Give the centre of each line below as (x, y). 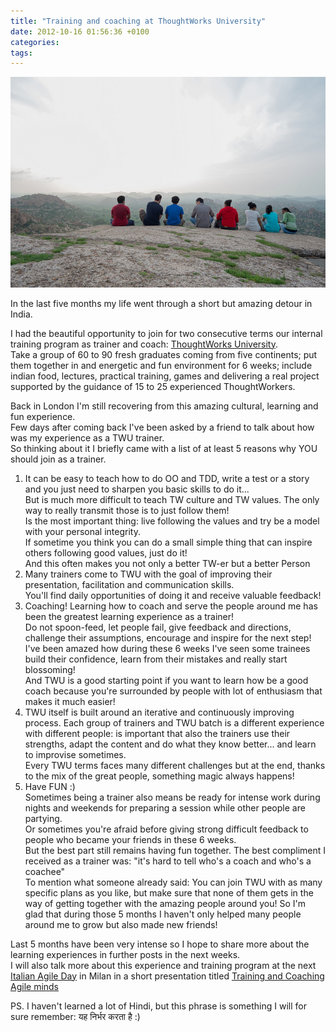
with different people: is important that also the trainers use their (157, 733)
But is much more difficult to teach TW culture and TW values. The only (172, 499)
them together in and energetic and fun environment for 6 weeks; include (161, 365)
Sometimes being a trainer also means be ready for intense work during (172, 797)
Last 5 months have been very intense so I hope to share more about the (160, 944)
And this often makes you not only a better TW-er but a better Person (167, 563)
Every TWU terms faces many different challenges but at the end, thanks (175, 765)
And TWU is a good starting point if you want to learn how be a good (166, 680)
